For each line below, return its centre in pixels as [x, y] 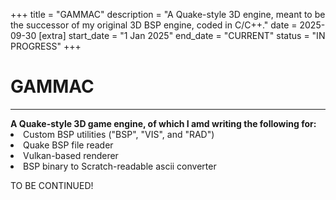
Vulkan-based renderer [71, 155]
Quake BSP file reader [68, 145]
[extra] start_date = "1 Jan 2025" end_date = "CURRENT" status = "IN [182, 35]
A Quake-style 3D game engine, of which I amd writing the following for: [163, 123]
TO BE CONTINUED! [52, 185]
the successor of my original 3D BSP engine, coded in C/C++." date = [154, 25]
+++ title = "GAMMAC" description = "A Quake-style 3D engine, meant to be [168, 14]
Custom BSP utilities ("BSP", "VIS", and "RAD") [119, 134]
